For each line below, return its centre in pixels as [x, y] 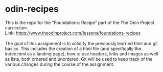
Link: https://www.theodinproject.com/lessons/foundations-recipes [73, 33]
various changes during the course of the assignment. [60, 64]
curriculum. [17, 27]
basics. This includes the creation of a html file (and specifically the [73, 48]
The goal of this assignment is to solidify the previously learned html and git [81, 43]
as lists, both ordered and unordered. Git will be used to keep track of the [79, 59]
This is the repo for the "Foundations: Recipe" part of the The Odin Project [80, 23]
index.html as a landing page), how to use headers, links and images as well [81, 54]
